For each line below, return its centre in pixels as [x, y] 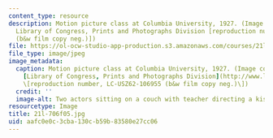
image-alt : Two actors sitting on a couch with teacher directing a [134, 99]
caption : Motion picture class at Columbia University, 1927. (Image [136, 69]
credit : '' [34, 91]
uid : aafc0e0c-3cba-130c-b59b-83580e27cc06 [83, 122]
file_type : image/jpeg [47, 54]
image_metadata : [36, 62]
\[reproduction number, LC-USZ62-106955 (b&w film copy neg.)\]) [136, 84]
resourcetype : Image [43, 106]
